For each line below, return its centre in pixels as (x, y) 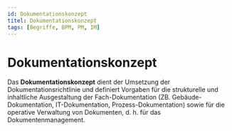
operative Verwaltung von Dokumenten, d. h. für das (84, 112)
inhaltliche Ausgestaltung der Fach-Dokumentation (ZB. (89, 98)
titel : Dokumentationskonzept (52, 21)
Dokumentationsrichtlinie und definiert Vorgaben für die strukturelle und (113, 90)
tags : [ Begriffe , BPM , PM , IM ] (54, 27)
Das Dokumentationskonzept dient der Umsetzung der (89, 82)
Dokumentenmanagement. (46, 120)
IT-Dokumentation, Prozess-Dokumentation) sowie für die (141, 105)
